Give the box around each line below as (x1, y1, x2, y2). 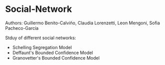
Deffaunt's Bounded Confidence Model (12, 50, 93, 56)
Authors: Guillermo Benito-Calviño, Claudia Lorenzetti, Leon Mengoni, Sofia (5, 20, 161, 26)
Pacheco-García (5, 25, 39, 31)
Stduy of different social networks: (5, 35, 76, 41)
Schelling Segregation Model (12, 44, 72, 50)
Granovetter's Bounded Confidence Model (12, 55, 100, 61)
